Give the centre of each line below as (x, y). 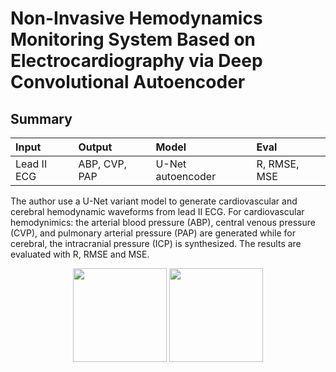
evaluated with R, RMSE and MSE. (80, 254)
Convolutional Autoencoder (128, 82)
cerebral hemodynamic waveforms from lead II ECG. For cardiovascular (157, 211)
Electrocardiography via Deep (136, 61)
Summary (41, 118)
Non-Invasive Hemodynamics (136, 18)
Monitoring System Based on (133, 39)
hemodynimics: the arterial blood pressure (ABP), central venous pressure (163, 222)
